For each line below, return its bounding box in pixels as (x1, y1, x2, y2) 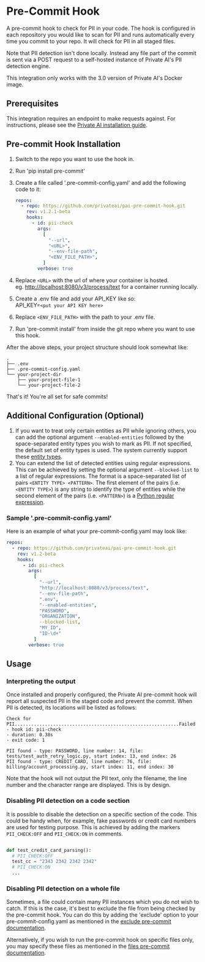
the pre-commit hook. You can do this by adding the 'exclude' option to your (6, 911, 199, 919)
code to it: (15, 185, 41, 193)
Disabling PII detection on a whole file (6, 884, 121, 893)
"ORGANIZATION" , (39, 613, 81, 619)
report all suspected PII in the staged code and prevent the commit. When (6, 698, 193, 705)
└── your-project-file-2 (17, 382, 81, 388)
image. (6, 81, 24, 88)
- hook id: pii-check (6, 726, 62, 733)
